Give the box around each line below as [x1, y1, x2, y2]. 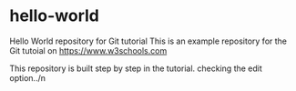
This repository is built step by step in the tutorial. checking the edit [9, 63, 262, 74]
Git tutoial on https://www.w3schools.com [9, 45, 168, 56]
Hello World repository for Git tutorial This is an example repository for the [9, 35, 288, 46]
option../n [9, 72, 46, 83]
